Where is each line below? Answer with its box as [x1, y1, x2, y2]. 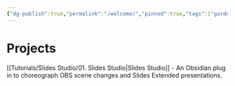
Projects [6, 40, 57, 56]
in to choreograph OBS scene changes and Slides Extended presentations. [6, 71, 222, 79]
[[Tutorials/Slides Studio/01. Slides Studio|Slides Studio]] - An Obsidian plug [6, 64, 226, 72]
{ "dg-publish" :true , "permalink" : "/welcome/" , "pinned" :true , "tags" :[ [6, 10, 211, 17]
